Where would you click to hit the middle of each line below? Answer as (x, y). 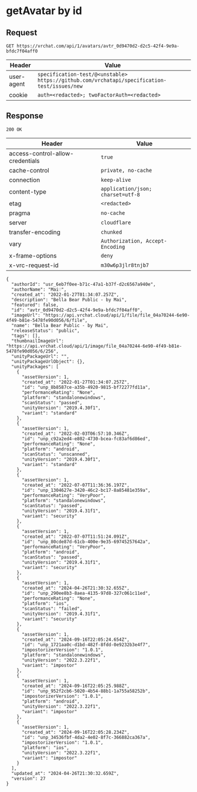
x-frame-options (33, 255)
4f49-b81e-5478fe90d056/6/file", (47, 320)
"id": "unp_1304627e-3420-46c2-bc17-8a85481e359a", (86, 490)
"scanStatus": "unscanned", (56, 454)
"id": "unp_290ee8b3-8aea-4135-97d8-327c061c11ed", (86, 593)
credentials (24, 161)
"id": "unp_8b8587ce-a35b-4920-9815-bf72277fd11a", (86, 387)
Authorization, (122, 241)
